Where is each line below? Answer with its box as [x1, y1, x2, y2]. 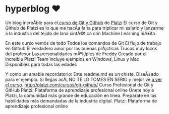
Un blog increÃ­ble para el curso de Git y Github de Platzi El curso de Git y [5, 20, 158, 26]
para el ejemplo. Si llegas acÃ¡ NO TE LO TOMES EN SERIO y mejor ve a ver [5, 76, 162, 82]
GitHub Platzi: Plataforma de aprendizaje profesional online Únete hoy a [5, 87, 154, 93]
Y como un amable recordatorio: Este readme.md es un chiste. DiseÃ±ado [5, 71, 159, 77]
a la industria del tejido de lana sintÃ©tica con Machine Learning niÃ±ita [5, 30, 155, 36]
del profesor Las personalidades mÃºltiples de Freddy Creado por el [5, 51, 147, 57]
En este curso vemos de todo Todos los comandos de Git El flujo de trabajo [5, 40, 162, 46]
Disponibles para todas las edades [5, 61, 77, 67]
